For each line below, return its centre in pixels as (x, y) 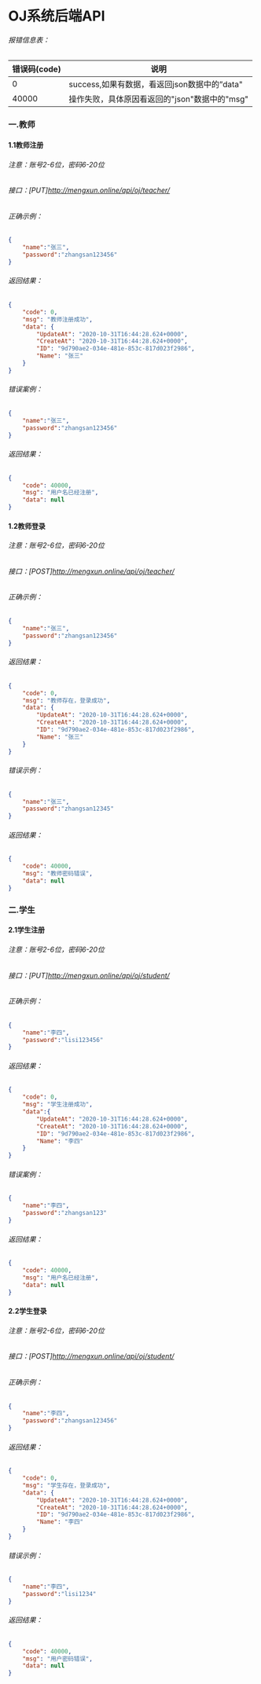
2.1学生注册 (27, 930)
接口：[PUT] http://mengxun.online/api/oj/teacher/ (89, 190)
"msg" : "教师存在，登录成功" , (66, 700)
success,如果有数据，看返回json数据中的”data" (156, 85)
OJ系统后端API (57, 16)
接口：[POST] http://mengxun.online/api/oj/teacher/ (92, 571)
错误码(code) (37, 69)
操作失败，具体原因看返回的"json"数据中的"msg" (159, 99)
